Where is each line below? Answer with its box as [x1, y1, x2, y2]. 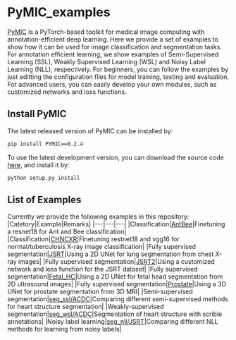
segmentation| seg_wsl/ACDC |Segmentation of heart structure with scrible [7, 310, 223, 318]
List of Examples [7, 193, 82, 205]
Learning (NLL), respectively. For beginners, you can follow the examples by [7, 65, 229, 73]
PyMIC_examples [7, 4, 111, 20]
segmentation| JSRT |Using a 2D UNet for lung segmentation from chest [7, 250, 214, 258]
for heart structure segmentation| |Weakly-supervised [7, 303, 164, 311]
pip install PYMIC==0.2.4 [7, 140, 83, 147]
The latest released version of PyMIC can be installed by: [7, 126, 173, 135]
